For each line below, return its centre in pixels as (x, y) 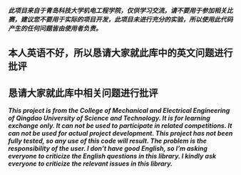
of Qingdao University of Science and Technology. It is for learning (109, 118)
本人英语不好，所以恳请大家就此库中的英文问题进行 (120, 53)
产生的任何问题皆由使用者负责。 (55, 28)
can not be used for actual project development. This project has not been (120, 134)
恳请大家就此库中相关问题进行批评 (83, 92)
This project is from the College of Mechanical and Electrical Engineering (119, 111)
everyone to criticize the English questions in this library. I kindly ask (112, 156)
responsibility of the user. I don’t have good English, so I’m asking (108, 149)
